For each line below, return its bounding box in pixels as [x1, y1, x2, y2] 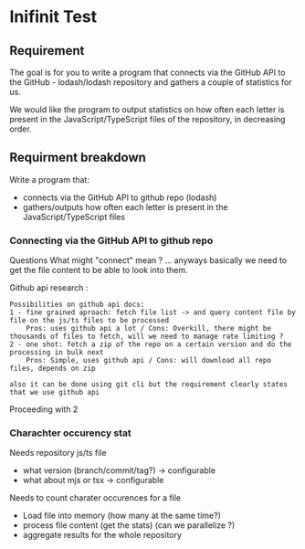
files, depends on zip [9, 364, 96, 374]
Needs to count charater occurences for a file [9, 492, 182, 503]
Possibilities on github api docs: [9, 300, 145, 310]
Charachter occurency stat [9, 427, 132, 439]
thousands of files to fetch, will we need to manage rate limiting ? [9, 332, 284, 342]
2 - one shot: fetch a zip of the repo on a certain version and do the [9, 340, 292, 349]
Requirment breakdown [9, 150, 146, 165]
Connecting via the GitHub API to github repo [9, 234, 214, 247]
